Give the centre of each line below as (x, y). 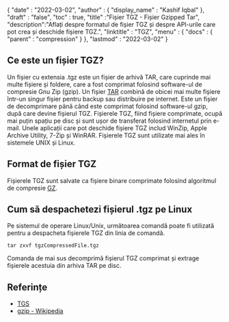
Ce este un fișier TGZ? (55, 61)
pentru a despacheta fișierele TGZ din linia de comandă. (86, 233)
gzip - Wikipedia (40, 311)
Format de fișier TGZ (52, 164)
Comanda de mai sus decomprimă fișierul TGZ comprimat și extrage (103, 258)
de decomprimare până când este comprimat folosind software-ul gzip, (108, 106)
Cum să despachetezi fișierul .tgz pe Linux (100, 209)
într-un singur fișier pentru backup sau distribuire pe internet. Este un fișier (112, 99)
